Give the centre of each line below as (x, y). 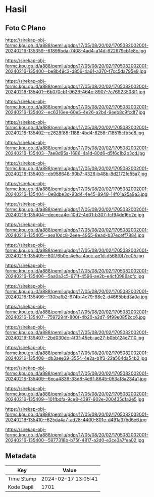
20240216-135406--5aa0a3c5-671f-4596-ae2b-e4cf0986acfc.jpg (75, 276)
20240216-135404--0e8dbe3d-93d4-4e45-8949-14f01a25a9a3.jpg (76, 194)
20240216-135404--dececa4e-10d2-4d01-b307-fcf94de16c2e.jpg (75, 215)
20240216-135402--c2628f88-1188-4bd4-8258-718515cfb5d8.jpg (75, 133)
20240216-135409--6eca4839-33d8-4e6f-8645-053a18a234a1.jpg (76, 379)
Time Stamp (22, 479)
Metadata (21, 456)
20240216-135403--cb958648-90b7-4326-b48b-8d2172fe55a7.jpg (76, 174)
